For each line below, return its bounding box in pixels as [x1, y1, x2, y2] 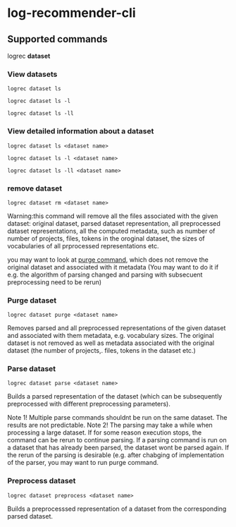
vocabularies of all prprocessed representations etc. [7, 241, 160, 250]
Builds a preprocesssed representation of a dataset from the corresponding [7, 504, 227, 513]
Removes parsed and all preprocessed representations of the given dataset [7, 324, 226, 332]
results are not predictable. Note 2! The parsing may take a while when [7, 421, 213, 430]
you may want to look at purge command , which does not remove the [7, 255, 209, 264]
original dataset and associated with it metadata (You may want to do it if [7, 262, 219, 271]
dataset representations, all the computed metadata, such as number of [7, 226, 216, 235]
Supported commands [7, 33, 108, 45]
